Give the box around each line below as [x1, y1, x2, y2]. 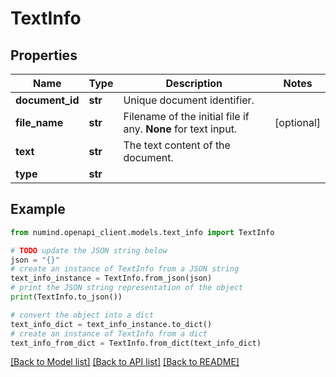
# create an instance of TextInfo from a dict [10, 328, 208, 339]
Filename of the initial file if [123, 110, 250, 123]
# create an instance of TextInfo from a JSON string [10, 264, 240, 274]
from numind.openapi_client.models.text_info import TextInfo [10, 227, 275, 237]
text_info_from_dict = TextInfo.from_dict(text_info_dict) [10, 338, 262, 348]
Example [10, 201, 66, 218]
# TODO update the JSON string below [10, 245, 168, 256]
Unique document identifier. [123, 93, 255, 107]
